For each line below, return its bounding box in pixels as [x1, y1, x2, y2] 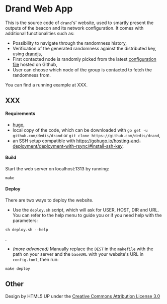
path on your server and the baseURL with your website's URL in [12, 251, 144, 257]
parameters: [12, 217, 38, 224]
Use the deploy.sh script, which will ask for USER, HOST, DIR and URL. [12, 207, 159, 213]
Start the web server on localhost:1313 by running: [5, 165, 109, 171]
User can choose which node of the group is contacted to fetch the [12, 66, 152, 73]
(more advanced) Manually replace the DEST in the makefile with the [12, 246, 153, 252]
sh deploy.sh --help [5, 227, 49, 232]
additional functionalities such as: [5, 30, 74, 36]
